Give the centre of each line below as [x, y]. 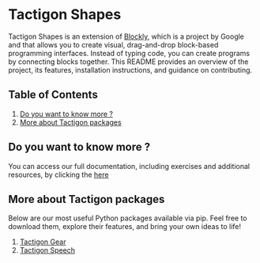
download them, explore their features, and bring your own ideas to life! [125, 227]
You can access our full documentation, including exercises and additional [129, 166]
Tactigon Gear [43, 242]
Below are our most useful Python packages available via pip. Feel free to [128, 218]
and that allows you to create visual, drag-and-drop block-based [113, 44]
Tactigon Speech [47, 250]
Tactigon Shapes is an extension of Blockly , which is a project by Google [126, 36]
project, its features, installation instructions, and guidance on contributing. [130, 70]
